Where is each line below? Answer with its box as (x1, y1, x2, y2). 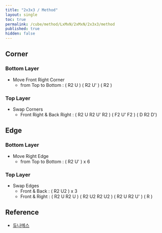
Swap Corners (12, 106, 43, 112)
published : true (5, 26, 40, 31)
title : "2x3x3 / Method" (5, 7, 58, 13)
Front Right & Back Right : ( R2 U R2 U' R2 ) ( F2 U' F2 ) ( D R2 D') (20, 111, 157, 117)
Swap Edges (12, 182, 39, 188)
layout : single (5, 12, 38, 17)
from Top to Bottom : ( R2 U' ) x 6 (20, 158, 90, 164)
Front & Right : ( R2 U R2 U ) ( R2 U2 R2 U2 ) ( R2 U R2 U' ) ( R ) (20, 193, 153, 199)
